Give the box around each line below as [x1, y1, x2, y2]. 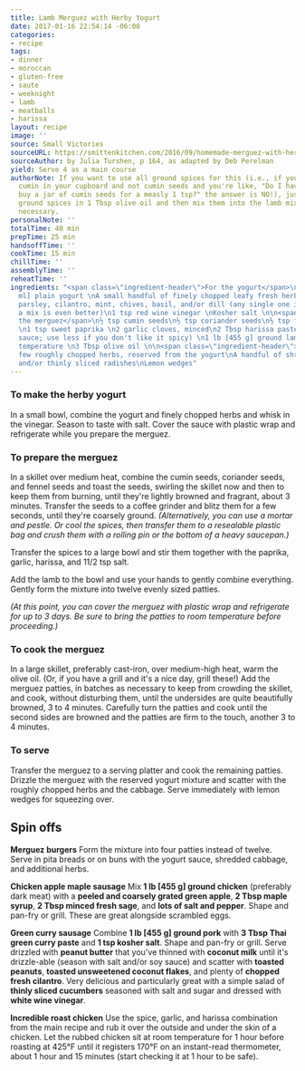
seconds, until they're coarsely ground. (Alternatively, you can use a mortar [10, 510, 293, 521]
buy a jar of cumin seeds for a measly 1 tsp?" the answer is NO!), [18, 190, 282, 199]
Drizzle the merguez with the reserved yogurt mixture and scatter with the [10, 774, 287, 785]
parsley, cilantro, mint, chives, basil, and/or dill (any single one [18, 300, 291, 309]
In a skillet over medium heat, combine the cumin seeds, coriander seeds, [10, 472, 286, 483]
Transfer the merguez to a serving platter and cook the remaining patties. [10, 765, 283, 776]
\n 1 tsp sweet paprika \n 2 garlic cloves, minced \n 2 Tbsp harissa [18, 325, 274, 334]
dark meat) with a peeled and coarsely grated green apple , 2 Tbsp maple [10, 890, 288, 902]
